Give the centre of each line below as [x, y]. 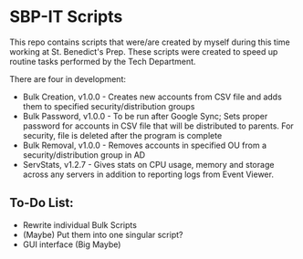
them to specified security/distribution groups [109, 106]
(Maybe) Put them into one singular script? [103, 234]
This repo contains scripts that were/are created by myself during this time [150, 42]
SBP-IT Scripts [66, 17]
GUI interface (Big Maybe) [72, 244]
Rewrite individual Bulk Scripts [79, 224]
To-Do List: [42, 203]
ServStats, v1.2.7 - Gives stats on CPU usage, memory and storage [148, 164]
